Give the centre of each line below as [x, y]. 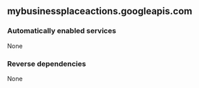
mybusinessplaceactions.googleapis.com [100, 11]
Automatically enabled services [61, 31]
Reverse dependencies [47, 63]
